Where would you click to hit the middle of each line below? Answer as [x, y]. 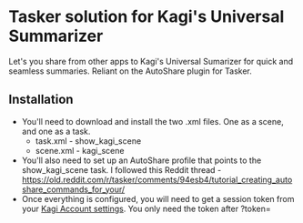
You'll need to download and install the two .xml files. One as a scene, [152, 121]
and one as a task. [56, 131]
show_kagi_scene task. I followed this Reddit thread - [121, 169]
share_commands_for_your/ [73, 189]
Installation [41, 100]
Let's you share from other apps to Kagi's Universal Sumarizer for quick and [151, 61]
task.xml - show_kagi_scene [88, 141]
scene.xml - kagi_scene [80, 150]
